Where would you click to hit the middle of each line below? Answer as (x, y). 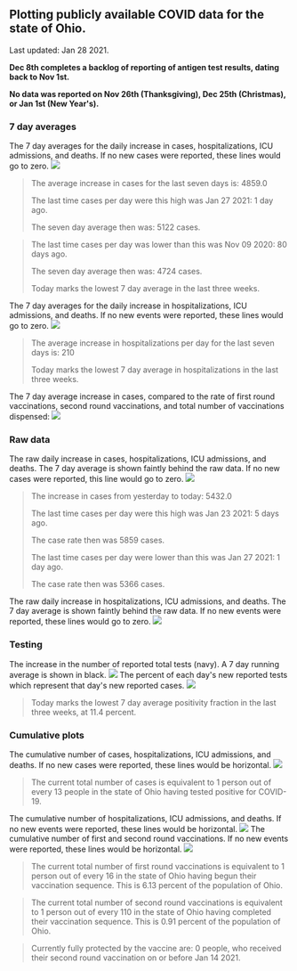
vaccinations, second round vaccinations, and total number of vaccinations (147, 406)
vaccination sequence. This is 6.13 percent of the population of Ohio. (157, 885)
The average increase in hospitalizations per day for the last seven (153, 343)
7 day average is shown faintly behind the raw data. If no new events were (145, 611)
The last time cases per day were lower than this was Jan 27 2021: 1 (156, 558)
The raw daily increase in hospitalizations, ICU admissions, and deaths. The (148, 601)
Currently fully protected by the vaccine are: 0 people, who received (156, 948)
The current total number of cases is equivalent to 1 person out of (151, 782)
